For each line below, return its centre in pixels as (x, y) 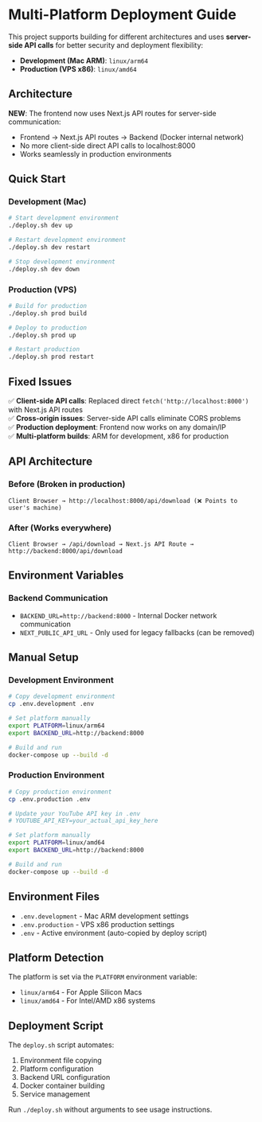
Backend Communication (58, 598)
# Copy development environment (62, 697)
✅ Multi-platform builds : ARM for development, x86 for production (119, 436)
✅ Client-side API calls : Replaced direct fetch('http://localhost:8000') (129, 401)
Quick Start (37, 179)
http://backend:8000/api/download (66, 551)
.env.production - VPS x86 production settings (97, 924)
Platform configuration (57, 1069)
